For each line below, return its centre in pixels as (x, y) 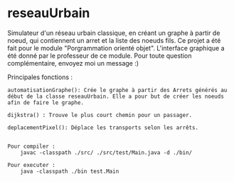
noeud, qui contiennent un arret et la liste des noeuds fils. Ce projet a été (114, 40)
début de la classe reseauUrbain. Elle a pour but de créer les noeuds (116, 96)
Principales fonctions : (40, 77)
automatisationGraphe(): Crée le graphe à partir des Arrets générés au (117, 90)
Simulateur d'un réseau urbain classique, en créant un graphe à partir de (114, 33)
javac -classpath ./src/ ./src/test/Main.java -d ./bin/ (106, 152)
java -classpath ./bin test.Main (70, 171)
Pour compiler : (31, 146)
